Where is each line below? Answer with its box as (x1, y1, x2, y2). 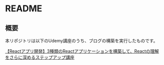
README (5, 3, 42, 14)
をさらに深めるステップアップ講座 (5, 55, 75, 60)
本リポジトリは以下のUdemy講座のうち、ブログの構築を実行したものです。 (5, 38, 158, 43)
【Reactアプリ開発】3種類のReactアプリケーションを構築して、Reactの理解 (5, 48, 159, 54)
